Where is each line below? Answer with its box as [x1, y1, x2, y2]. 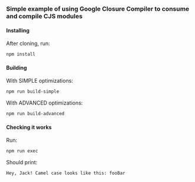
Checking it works [6, 123, 52, 131]
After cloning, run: [6, 40, 50, 47]
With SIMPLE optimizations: [6, 77, 73, 84]
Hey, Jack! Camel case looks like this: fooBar [6, 170, 126, 176]
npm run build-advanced [6, 111, 65, 117]
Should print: [6, 159, 38, 166]
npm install [6, 51, 35, 57]
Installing [6, 27, 30, 34]
